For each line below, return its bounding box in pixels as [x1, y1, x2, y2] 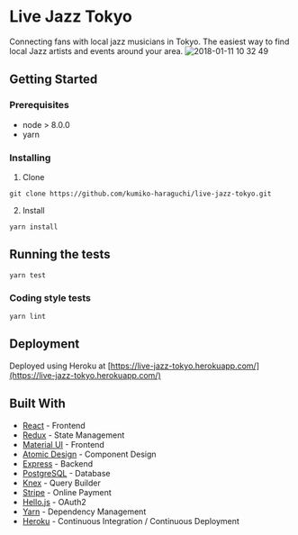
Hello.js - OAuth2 [22, 496, 87, 507]
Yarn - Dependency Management [22, 506, 147, 517]
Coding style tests [9, 291, 92, 304]
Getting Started [9, 72, 98, 87]
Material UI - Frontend [22, 439, 105, 449]
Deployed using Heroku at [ [9, 360, 111, 371]
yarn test [9, 270, 47, 280]
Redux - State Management [22, 430, 125, 440]
